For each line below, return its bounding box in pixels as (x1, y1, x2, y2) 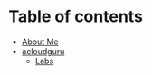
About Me (21, 36, 60, 47)
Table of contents (8, 6, 144, 27)
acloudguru (21, 45, 65, 56)
